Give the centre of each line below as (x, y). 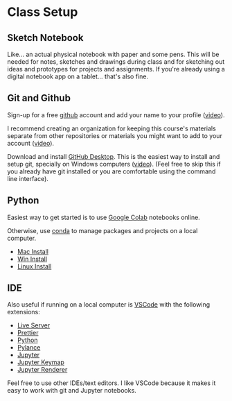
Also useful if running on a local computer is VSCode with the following (109, 305)
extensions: (24, 312)
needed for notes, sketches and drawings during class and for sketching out (116, 62)
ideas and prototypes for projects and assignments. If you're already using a (116, 69)
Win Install (32, 259)
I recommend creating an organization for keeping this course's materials (111, 128)
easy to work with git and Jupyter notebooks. (72, 391)
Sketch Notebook (45, 38)
